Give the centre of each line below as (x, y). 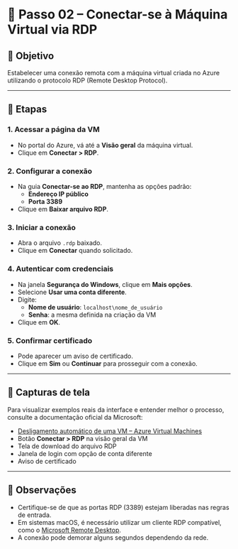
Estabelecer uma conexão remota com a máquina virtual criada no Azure (114, 73)
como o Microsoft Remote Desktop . (69, 530)
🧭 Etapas (27, 109)
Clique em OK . (39, 322)
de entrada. (34, 515)
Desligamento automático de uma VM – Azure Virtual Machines (110, 431)
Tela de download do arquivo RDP (67, 446)
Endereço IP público (58, 194)
